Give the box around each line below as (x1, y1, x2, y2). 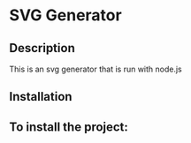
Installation (9, 89, 73, 104)
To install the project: (9, 119, 128, 134)
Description (9, 41, 75, 56)
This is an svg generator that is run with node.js (9, 64, 183, 74)
